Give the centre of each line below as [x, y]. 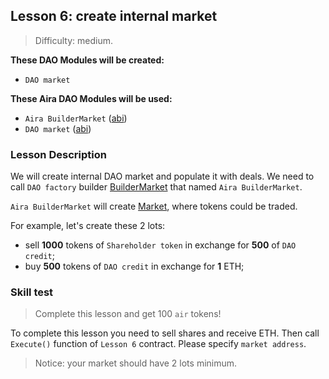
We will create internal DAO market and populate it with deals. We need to [162, 176]
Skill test [32, 292]
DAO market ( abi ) [58, 128]
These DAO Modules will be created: [87, 60]
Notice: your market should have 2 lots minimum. [136, 363]
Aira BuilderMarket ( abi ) [76, 118]
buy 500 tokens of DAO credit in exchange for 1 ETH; [134, 266]
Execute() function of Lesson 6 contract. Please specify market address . [158, 344]
